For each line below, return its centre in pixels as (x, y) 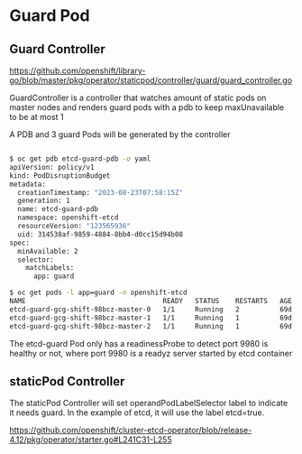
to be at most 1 (37, 117)
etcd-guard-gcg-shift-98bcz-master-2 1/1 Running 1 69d (151, 326)
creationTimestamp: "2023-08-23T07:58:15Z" (100, 192)
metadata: (28, 184)
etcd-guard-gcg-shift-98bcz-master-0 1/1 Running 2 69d (151, 309)
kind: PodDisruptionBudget (60, 176)
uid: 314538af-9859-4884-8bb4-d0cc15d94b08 (100, 234)
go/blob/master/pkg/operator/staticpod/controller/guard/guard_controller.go (151, 80)
